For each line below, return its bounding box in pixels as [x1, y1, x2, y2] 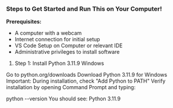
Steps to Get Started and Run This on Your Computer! [6, 5, 162, 13]
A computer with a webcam [14, 30, 82, 37]
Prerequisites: [6, 18, 42, 25]
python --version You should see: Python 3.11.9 [6, 95, 121, 102]
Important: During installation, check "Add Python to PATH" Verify [6, 77, 166, 84]
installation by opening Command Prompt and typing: [6, 84, 136, 91]
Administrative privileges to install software [14, 48, 120, 55]
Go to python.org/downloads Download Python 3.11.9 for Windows [6, 71, 167, 78]
